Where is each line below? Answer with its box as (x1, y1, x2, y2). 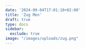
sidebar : (5, 27, 24, 32)
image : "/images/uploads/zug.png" (5, 36, 79, 41)
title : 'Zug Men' (5, 12, 42, 17)
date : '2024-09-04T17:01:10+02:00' (5, 7, 81, 13)
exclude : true (10, 31, 40, 36)
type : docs (5, 21, 29, 27)
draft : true (5, 17, 31, 22)
